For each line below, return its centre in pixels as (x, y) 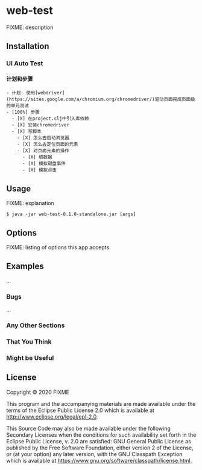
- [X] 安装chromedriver (40, 125)
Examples (25, 266)
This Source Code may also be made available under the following (88, 428)
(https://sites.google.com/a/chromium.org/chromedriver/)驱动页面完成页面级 (101, 100)
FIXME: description (30, 27)
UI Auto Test (25, 64)
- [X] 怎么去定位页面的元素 (48, 145)
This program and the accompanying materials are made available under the (101, 403)
